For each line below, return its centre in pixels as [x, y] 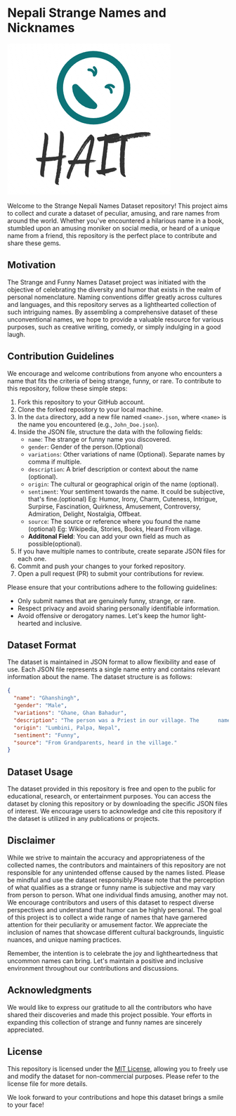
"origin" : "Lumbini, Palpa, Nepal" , [67, 728]
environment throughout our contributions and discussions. [93, 968]
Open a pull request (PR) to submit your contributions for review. [111, 573]
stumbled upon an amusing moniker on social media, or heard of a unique [114, 228]
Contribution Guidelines [61, 356]
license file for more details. [47, 1084]
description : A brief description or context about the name [113, 469]
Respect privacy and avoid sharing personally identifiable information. [118, 608]
